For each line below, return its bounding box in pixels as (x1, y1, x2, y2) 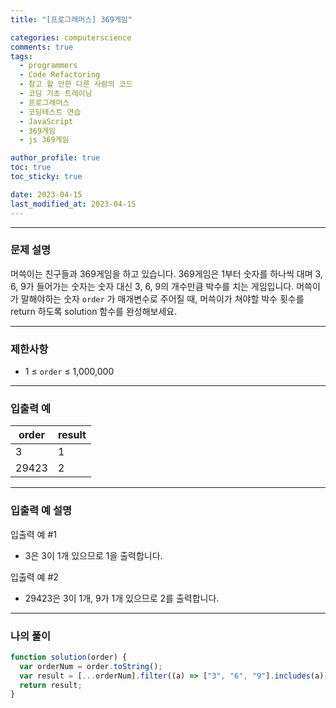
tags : (10, 51, 33, 61)
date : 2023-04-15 (10, 189, 83, 200)
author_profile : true (10, 153, 101, 163)
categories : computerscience (10, 32, 132, 43)
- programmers (19, 61, 78, 71)
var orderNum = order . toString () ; (19, 661, 163, 671)
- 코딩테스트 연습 (19, 107, 82, 117)
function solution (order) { (10, 652, 128, 662)
